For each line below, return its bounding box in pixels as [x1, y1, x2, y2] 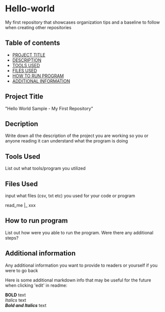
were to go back [5, 267, 38, 274]
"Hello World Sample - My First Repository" [5, 105, 94, 111]
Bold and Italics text [5, 302, 47, 308]
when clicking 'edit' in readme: [5, 282, 67, 288]
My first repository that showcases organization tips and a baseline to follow [5, 19, 160, 25]
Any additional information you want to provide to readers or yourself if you [5, 262, 158, 268]
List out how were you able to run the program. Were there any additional [5, 230, 154, 236]
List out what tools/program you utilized [5, 166, 86, 172]
